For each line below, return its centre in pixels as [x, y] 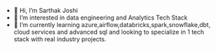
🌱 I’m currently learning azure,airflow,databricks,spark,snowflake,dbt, [112, 25]
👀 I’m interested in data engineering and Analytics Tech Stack [101, 18]
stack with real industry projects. [60, 39]
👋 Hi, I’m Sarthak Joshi [46, 10]
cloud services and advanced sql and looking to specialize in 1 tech [109, 32]
